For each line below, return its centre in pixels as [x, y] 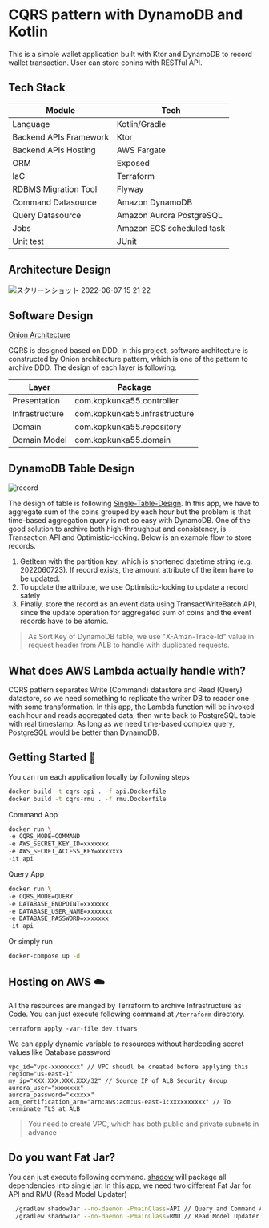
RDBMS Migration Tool [55, 188]
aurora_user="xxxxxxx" [46, 1088]
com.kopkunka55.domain [122, 440]
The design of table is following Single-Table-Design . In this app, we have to [134, 504]
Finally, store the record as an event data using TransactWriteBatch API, [138, 604]
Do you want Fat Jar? [62, 1158]
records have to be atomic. [64, 621]
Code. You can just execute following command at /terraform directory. [127, 1014]
